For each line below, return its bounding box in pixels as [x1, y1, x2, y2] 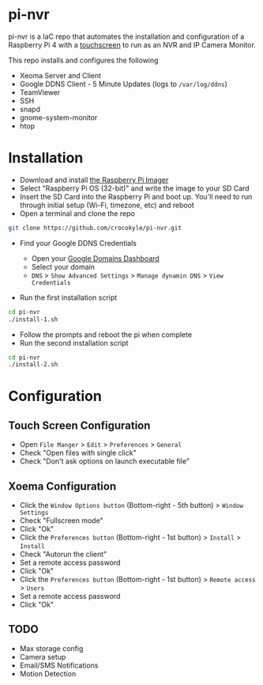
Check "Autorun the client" [19, 550, 107, 559]
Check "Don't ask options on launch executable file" [19, 456, 190, 466]
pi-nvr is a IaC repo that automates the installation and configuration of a [8, 32, 245, 41]
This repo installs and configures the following [8, 55, 159, 65]
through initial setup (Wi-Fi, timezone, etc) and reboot [19, 200, 195, 210]
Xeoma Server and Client [19, 70, 101, 80]
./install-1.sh [8, 315, 58, 324]
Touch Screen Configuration [8, 418, 151, 432]
